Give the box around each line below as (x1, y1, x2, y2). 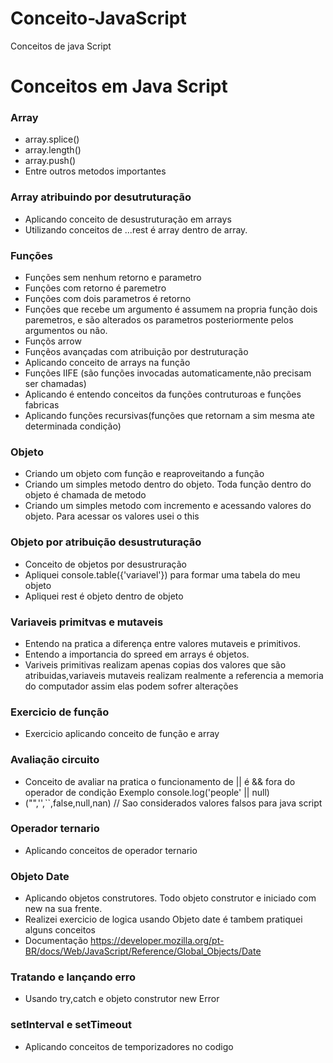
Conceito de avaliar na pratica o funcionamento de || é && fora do (24, 775, 296, 787)
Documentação (24, 935, 89, 947)
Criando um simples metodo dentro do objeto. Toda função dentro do (24, 478, 312, 491)
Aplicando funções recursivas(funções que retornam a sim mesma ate (24, 410, 315, 422)
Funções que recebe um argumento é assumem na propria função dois (24, 303, 318, 316)
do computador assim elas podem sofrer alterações (24, 680, 239, 692)
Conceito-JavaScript (10, 7, 187, 30)
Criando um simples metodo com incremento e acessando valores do (24, 500, 312, 512)
